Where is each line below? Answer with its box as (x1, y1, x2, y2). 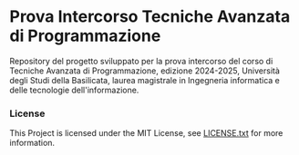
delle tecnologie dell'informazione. (9, 84, 139, 95)
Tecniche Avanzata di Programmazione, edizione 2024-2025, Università (9, 65, 281, 76)
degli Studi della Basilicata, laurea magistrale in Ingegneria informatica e (9, 74, 281, 85)
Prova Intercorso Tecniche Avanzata (9, 6, 291, 27)
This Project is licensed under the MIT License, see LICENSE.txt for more (9, 128, 284, 139)
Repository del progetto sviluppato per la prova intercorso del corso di (9, 55, 273, 66)
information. (9, 138, 56, 149)
